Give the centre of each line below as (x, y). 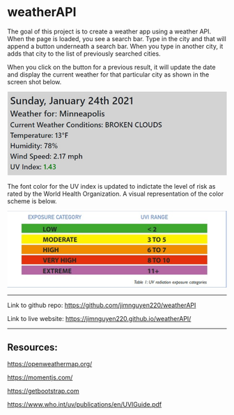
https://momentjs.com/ (40, 377)
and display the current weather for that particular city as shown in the (108, 75)
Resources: (32, 347)
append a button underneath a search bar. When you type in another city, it (115, 46)
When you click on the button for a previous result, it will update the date (111, 67)
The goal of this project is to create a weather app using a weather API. (109, 31)
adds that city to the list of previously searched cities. (84, 54)
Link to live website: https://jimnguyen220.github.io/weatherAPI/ (99, 319)
